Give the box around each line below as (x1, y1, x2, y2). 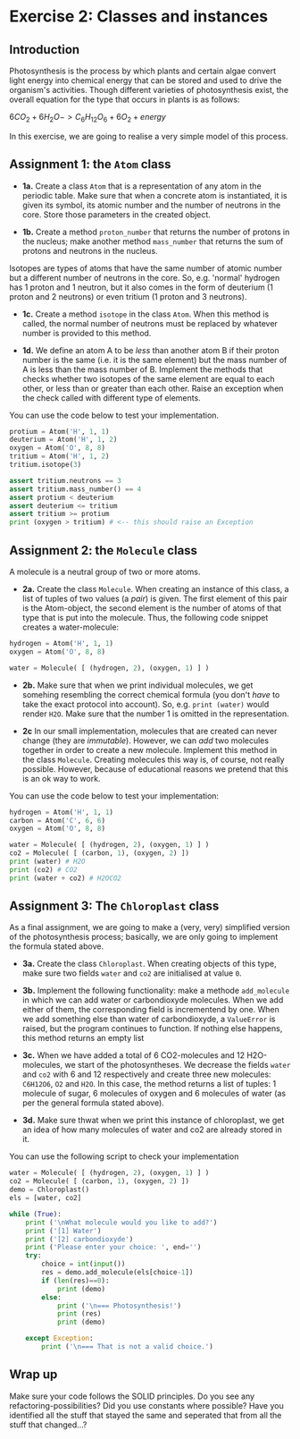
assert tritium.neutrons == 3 (9, 476, 122, 485)
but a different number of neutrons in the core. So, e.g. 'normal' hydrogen (9, 272, 280, 283)
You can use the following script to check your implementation (9, 1151, 239, 1162)
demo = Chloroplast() (9, 1185, 90, 1195)
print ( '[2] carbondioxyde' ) (25, 1234, 134, 1244)
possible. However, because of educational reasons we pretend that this (21, 763, 288, 775)
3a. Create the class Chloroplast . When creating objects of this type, (21, 959, 277, 969)
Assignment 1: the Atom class (9, 157, 171, 172)
